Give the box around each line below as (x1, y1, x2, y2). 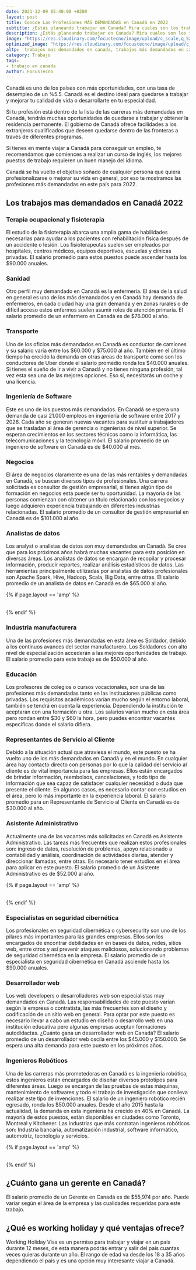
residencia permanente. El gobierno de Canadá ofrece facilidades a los (6, 121, 177, 128)
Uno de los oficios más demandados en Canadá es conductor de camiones (6, 340, 187, 347)
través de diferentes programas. (6, 133, 83, 141)
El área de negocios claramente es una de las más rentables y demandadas (6, 471, 188, 478)
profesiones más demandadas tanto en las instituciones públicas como (6, 689, 177, 697)
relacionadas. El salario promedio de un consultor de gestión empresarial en (6, 508, 189, 515)
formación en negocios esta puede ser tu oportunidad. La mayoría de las (6, 490, 181, 497)
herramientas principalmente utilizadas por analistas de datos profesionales (6, 568, 188, 575)
